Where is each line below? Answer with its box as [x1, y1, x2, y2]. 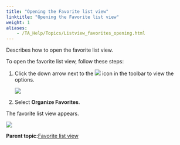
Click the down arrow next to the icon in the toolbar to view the [14, 70, 174, 77]
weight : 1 [6, 19, 30, 25]
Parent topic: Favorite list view [6, 133, 79, 140]
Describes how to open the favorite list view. [6, 46, 113, 53]
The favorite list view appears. [6, 110, 79, 117]
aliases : [6, 25, 28, 31]
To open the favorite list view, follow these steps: [6, 58, 124, 65]
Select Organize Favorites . [14, 99, 80, 106]
